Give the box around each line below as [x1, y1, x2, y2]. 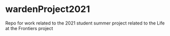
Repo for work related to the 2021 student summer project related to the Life [5, 20, 165, 26]
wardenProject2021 [5, 3, 90, 15]
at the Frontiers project [5, 25, 53, 31]
